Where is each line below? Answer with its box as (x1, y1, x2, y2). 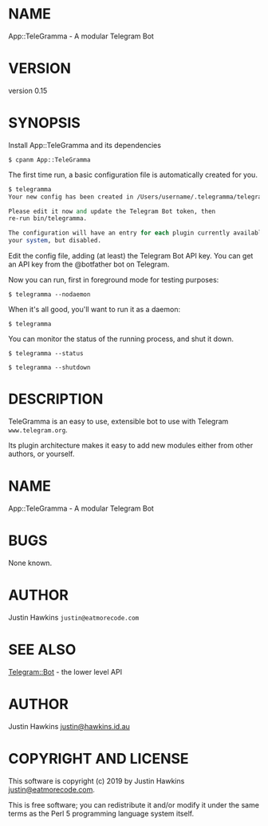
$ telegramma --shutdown (8, 363, 91, 372)
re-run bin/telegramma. (8, 215, 88, 223)
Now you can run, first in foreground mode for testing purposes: (8, 275, 219, 285)
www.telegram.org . (8, 425, 68, 435)
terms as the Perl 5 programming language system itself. (8, 808, 194, 818)
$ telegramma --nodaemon (8, 291, 91, 299)
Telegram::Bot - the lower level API (8, 667, 122, 676)
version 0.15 (8, 86, 48, 95)
